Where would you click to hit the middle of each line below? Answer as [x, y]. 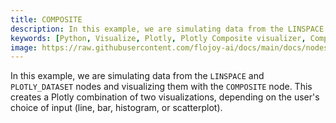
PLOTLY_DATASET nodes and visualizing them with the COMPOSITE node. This [161, 87]
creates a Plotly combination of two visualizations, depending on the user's [165, 97]
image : [24, 47]
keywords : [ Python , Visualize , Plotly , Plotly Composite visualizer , [158, 38]
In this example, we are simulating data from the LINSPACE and [137, 76]
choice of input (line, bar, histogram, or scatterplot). [116, 108]
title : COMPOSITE [46, 19]
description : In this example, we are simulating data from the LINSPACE [167, 29]
